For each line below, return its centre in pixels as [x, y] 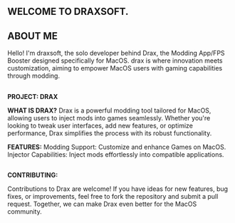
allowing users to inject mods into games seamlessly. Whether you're [109, 118]
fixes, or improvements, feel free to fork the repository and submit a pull [113, 196]
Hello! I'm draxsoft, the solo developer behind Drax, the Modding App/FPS [116, 53]
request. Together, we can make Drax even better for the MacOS [102, 204]
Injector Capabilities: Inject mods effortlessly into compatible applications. [116, 154]
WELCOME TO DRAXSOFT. [68, 12]
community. [25, 211]
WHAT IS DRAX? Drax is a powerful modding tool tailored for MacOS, [109, 110]
